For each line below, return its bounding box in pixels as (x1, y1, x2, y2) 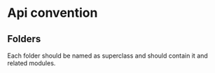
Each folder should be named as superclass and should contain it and (7, 51, 208, 60)
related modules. (7, 59, 56, 67)
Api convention (7, 5, 98, 21)
